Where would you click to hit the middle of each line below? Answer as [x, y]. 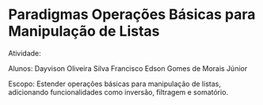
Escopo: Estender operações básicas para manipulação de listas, [115, 84]
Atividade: [25, 53]
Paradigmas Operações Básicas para [132, 15]
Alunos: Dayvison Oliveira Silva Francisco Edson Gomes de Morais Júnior [128, 68]
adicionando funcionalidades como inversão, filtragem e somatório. [118, 92]
